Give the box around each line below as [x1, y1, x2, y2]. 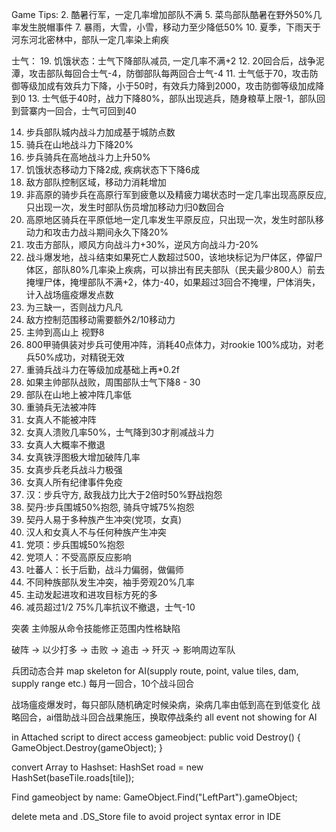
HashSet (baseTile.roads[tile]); [11, 772, 135, 783]
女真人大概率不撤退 [25, 439, 106, 450]
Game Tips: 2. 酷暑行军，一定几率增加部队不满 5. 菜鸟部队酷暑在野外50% [11, 9, 314, 20]
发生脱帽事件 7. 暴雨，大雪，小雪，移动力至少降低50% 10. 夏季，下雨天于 [19, 21, 322, 33]
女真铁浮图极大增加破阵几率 [25, 451, 141, 463]
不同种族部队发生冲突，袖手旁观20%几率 [25, 576, 195, 588]
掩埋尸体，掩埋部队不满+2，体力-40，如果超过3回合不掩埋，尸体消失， [25, 276, 321, 288]
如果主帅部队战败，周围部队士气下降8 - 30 [25, 376, 201, 388]
